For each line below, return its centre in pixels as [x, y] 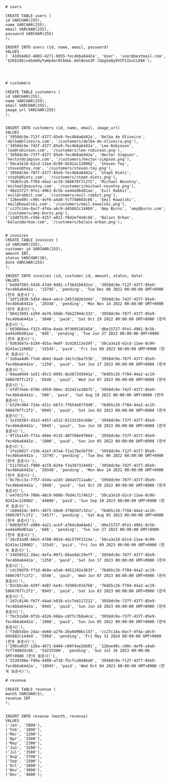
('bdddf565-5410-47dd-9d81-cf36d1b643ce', [51, 285]
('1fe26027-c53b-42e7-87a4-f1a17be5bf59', [51, 451]
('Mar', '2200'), [24, 734]
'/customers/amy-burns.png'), [38, 213]
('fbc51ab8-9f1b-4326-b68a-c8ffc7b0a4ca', [51, 616]
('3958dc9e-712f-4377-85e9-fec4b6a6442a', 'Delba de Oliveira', [75, 137]
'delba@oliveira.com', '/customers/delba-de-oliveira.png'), [72, 141]
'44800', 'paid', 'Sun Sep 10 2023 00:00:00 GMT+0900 [98, 501]
